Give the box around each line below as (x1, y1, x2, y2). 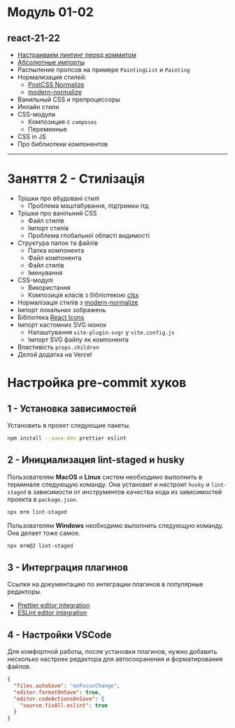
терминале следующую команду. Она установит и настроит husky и (7, 480, 210, 489)
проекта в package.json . (7, 495, 78, 503)
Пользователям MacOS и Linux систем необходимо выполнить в (7, 472, 203, 481)
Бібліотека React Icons (17, 313, 85, 321)
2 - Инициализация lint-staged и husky (7, 454, 185, 466)
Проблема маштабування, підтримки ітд (27, 201, 149, 210)
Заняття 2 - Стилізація (7, 171, 145, 187)
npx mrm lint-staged (7, 508, 68, 515)
